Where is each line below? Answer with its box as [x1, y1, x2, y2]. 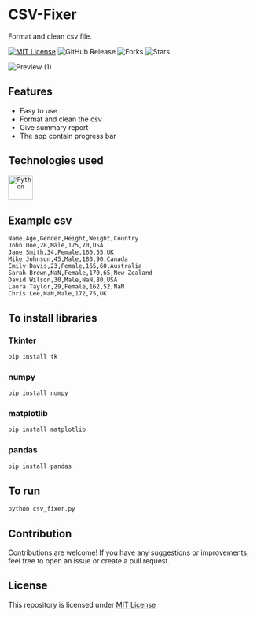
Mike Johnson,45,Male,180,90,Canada [8, 255, 128, 263]
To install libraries [8, 311, 97, 325]
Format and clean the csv [19, 114, 102, 124]
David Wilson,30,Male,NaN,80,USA [8, 276, 118, 284]
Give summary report [19, 122, 89, 132]
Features [8, 85, 53, 98]
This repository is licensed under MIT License [8, 600, 156, 609]
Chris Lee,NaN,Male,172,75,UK [8, 290, 108, 298]
